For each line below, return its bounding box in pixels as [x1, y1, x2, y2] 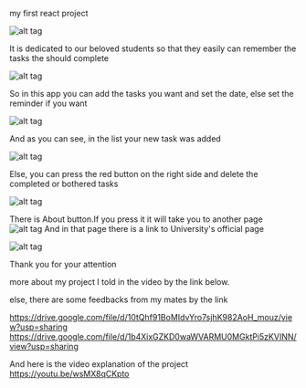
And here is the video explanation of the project [9, 359, 189, 369]
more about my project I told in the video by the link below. [9, 277, 230, 287]
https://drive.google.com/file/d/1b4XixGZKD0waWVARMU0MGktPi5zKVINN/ [9, 331, 297, 341]
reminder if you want [9, 98, 88, 109]
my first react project [9, 8, 89, 18]
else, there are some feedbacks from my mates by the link [9, 294, 228, 305]
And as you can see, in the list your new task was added [9, 133, 221, 144]
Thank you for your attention [9, 259, 117, 269]
